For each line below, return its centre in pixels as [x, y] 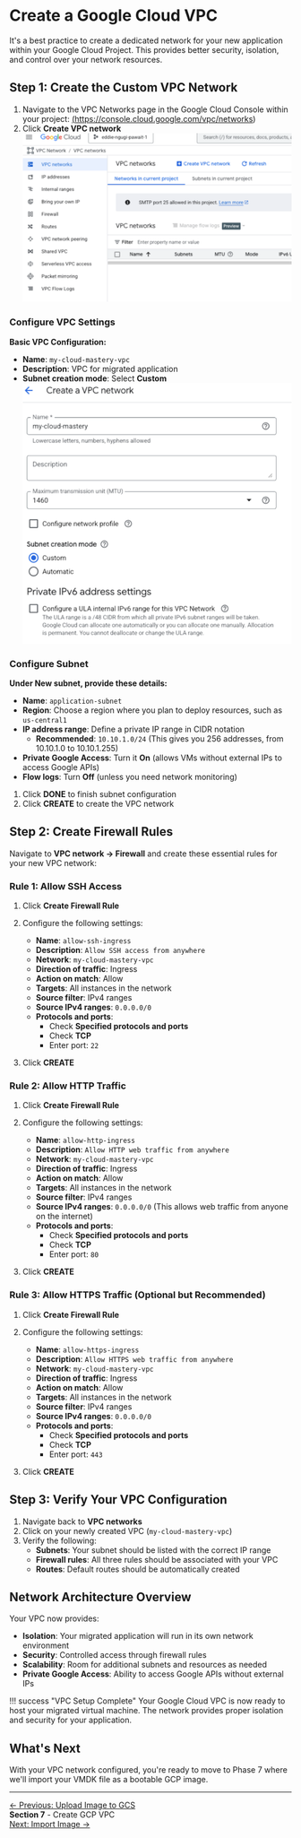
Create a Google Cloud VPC [113, 16]
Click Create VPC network [72, 128]
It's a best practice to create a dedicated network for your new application [146, 40]
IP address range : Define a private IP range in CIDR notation [133, 729]
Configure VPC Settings [62, 322]
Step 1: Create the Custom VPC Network [124, 87]
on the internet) [64, 1217]
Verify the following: [59, 1540]
